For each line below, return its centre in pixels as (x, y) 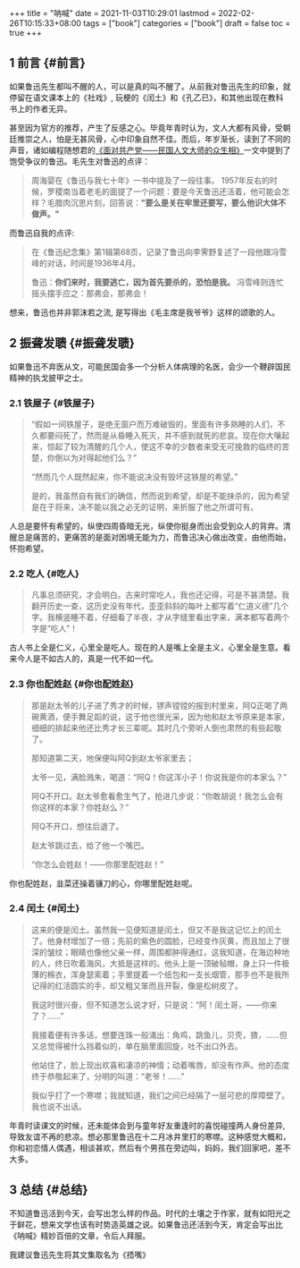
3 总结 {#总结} (49, 1190)
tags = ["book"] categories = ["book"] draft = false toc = (187, 23)
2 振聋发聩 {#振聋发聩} (72, 343)
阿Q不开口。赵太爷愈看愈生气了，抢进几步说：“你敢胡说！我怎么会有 (157, 796)
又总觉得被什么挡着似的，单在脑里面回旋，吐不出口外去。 (137, 1046)
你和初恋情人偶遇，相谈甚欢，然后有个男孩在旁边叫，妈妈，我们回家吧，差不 (150, 1147)
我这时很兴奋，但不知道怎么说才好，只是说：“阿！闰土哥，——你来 (154, 1004)
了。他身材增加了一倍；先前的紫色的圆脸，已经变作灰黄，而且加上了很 (160, 940)
